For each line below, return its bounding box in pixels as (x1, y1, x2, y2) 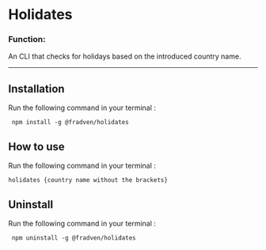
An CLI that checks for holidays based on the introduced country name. (8, 51, 241, 61)
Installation (8, 81, 65, 96)
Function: (8, 34, 46, 45)
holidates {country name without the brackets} (8, 176, 169, 184)
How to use (8, 140, 65, 153)
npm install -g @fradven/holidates (11, 119, 129, 127)
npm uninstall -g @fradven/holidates (11, 233, 136, 242)
